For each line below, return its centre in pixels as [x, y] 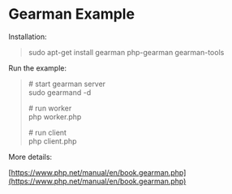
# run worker [50, 108]
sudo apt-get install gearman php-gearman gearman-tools [126, 52]
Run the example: [38, 68]
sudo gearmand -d [60, 92]
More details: [30, 157]
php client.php [52, 141]
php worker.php [55, 116]
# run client [47, 132]
